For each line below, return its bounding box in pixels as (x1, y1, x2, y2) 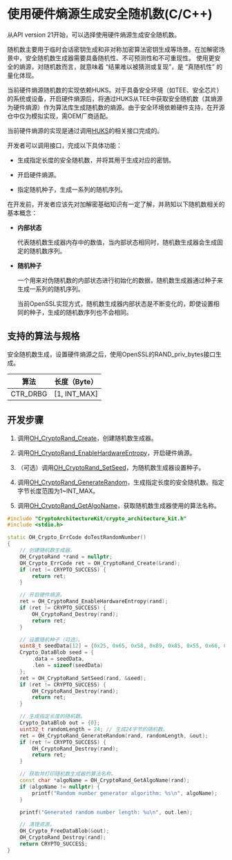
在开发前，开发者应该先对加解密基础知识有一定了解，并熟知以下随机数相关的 (7, 200, 225, 208)
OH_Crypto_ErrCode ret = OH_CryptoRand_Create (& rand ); (19, 560, 181, 567)
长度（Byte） (54, 376, 98, 386)
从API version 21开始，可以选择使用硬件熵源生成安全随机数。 (7, 30, 181, 39)
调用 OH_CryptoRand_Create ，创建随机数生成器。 (17, 434, 157, 442)
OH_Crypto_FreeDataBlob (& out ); (19, 827, 110, 834)
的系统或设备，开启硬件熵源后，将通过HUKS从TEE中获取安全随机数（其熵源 (7, 94, 223, 102)
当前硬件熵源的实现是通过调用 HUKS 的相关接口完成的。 (7, 126, 164, 135)
